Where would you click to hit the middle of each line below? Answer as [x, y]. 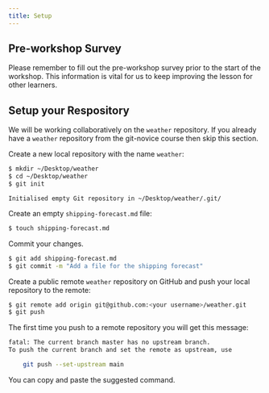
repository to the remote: [50, 290]
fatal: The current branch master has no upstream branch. [110, 343]
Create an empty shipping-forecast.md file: [80, 213]
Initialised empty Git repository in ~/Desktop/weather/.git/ [115, 199]
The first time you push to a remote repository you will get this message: [128, 328]
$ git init [27, 184]
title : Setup [30, 16]
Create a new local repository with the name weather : [96, 154]
